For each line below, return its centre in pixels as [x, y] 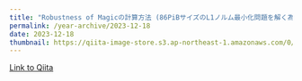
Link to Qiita [31, 68]
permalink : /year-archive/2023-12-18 [80, 26]
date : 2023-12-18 [42, 34]
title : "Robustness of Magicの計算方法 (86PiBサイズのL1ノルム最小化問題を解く [148, 17]
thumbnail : [30, 42]
